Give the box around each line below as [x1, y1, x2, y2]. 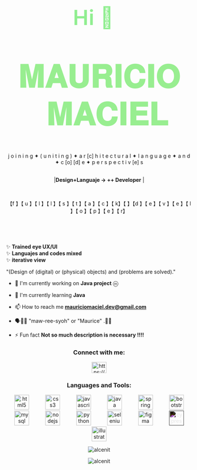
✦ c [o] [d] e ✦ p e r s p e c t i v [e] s [55, 158, 143, 165]
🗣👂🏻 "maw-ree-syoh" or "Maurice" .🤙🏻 [14, 317, 112, 324]
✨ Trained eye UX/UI [6, 243, 58, 250]
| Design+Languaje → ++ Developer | [54, 176, 145, 183]
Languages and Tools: [67, 381, 132, 390]
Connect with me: [73, 348, 126, 356]
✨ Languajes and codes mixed [6, 250, 82, 257]
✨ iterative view [6, 256, 46, 263]
